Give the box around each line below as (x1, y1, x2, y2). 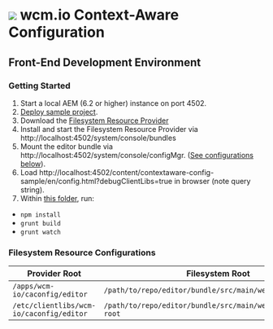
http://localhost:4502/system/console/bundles (19, 133, 176, 143)
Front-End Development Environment (8, 55, 201, 69)
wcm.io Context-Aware (19, 6, 180, 24)
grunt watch (19, 228, 61, 236)
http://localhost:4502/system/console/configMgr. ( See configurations (19, 150, 254, 160)
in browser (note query (174, 176, 251, 186)
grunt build (19, 219, 61, 227)
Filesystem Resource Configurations (8, 247, 156, 258)
